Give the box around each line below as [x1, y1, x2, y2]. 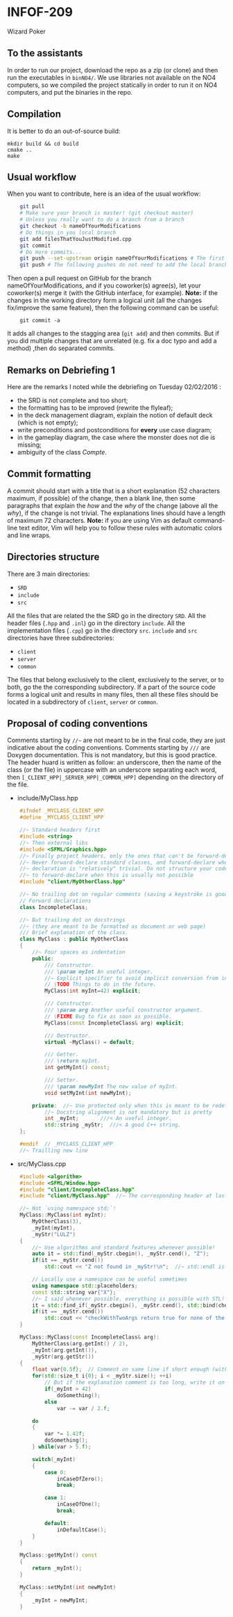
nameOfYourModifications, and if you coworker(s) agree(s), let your [7, 281, 201, 290]
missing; [17, 440, 42, 449]
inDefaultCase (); [56, 1526, 107, 1533]
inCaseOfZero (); [56, 1475, 104, 1483]
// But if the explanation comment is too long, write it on [44, 1379, 225, 1386]
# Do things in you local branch [19, 229, 116, 236]
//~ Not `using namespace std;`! [19, 1205, 116, 1212]
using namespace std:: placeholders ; [32, 1282, 138, 1289]
